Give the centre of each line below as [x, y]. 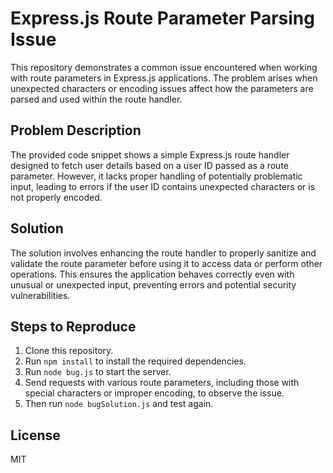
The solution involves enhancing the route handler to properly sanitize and [163, 253]
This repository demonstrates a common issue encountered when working [164, 67]
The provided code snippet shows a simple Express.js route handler [150, 154]
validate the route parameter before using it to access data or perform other [166, 263]
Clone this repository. [69, 351]
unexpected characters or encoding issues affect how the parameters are [162, 88]
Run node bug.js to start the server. [98, 372]
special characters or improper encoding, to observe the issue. [154, 393]
